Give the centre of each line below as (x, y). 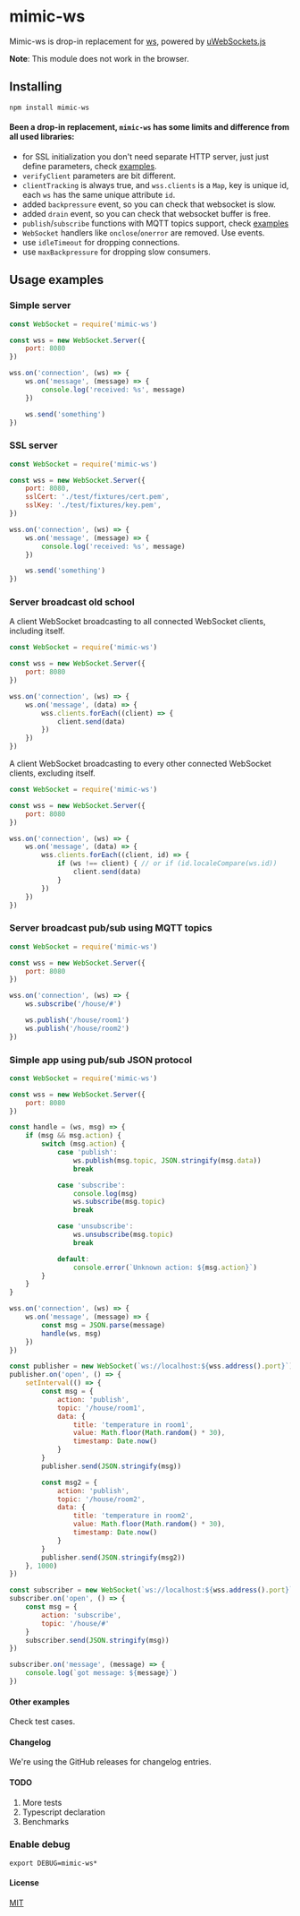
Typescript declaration (63, 1812)
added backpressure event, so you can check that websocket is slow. (149, 204)
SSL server (33, 445)
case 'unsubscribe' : (95, 1226)
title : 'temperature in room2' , (133, 1516)
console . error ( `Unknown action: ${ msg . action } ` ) (165, 1267)
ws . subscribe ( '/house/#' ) (74, 1004)
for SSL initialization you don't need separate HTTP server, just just (146, 156)
